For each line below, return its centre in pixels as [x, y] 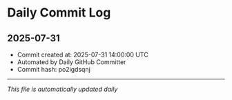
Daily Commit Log [59, 13]
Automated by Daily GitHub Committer [71, 62]
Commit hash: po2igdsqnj [54, 69]
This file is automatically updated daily [62, 89]
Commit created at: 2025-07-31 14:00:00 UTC [83, 54]
